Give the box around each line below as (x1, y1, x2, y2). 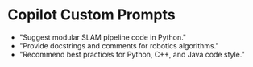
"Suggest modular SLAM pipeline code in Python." (19, 32, 187, 42)
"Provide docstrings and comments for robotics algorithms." (19, 40, 219, 50)
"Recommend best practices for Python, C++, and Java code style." (19, 49, 245, 59)
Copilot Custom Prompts (7, 6, 176, 24)
